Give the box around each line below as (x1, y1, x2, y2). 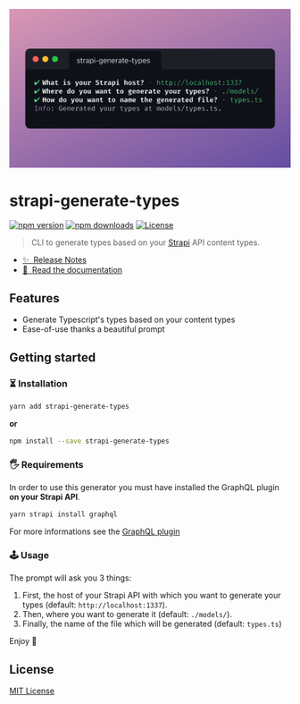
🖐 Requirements (9, 458, 84, 471)
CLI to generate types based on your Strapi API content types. (30, 237, 261, 248)
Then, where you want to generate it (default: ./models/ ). (21, 609, 232, 620)
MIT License (9, 685, 55, 696)
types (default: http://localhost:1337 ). (21, 599, 168, 610)
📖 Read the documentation (21, 265, 123, 276)
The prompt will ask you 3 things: (9, 573, 132, 583)
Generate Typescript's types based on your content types (21, 314, 236, 326)
